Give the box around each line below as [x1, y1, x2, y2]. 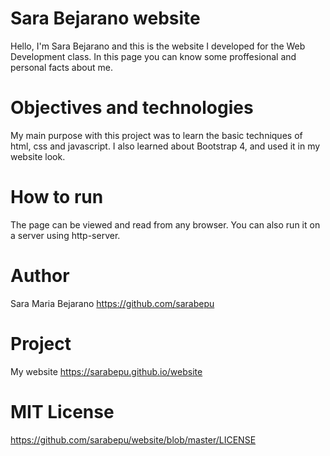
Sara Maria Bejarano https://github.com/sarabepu [10, 297, 215, 309]
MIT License [10, 400, 115, 423]
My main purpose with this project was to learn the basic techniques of [10, 129, 303, 141]
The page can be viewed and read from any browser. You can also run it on [10, 218, 321, 231]
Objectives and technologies [10, 97, 254, 119]
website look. [10, 150, 66, 162]
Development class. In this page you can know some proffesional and [10, 50, 297, 62]
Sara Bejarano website [10, 7, 201, 30]
